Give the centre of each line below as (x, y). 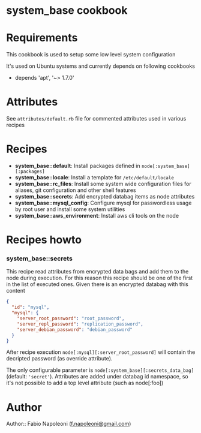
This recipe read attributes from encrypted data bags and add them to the (97, 272)
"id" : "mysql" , (31, 307)
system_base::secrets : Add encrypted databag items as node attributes (105, 196)
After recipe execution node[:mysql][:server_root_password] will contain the (101, 352)
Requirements (42, 38)
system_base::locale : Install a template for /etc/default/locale (94, 177)
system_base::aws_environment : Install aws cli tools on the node (97, 216)
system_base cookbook (67, 10)
